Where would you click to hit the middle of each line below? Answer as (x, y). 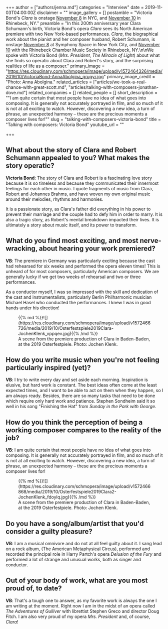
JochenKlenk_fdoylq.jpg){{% (48, 497)
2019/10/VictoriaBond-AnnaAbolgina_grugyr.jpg (55, 77)
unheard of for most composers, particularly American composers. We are (82, 271)
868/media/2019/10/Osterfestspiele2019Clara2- (67, 492)
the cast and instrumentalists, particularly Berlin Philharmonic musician (79, 297)
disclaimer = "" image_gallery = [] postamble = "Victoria (95, 13)
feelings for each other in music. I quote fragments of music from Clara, (79, 188)
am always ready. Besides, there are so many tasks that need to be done (80, 396)
